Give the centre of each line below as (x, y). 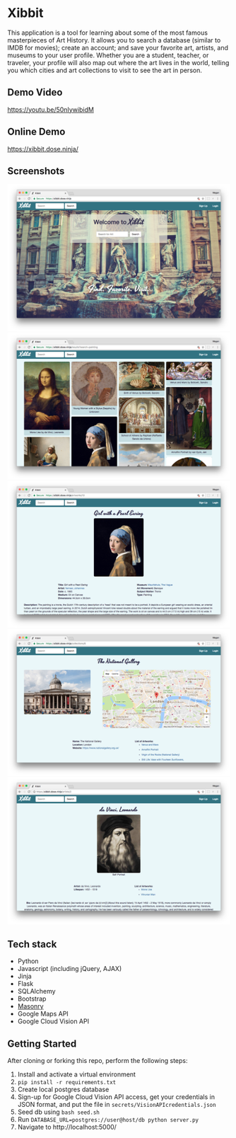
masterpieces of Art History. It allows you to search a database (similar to (114, 40)
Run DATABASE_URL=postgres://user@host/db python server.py (108, 1120)
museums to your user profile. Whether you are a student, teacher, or (108, 55)
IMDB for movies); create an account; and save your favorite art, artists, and (118, 47)
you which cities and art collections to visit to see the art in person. (105, 70)
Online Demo (36, 132)
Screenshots (36, 171)
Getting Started (42, 1044)
